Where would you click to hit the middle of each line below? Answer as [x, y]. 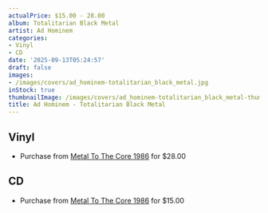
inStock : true [32, 90]
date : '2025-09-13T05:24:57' [57, 61]
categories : [28, 38]
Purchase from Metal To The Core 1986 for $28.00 [102, 156]
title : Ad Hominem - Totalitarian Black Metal [87, 105]
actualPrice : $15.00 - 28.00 [57, 16]
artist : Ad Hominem [41, 30]
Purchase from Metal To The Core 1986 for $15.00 [102, 200]
